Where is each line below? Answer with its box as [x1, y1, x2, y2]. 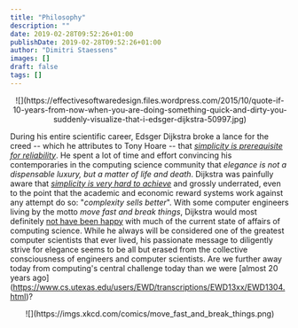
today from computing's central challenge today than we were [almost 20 [10, 262, 278, 273]
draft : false [10, 63, 59, 72]
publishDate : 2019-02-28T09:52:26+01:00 [10, 37, 162, 47]
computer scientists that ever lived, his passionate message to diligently [10, 234, 273, 245]
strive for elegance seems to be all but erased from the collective [10, 244, 248, 254]
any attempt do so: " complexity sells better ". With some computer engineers [10, 197, 289, 207]
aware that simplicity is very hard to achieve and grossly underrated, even [10, 178, 282, 189]
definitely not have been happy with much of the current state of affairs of [10, 215, 281, 226]
